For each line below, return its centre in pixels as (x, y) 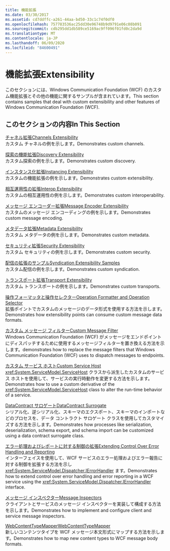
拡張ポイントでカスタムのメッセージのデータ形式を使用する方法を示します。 (85, 309)
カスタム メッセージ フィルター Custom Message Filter (62, 330)
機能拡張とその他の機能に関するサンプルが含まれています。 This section (84, 96)
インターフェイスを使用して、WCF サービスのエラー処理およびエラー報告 (82, 458)
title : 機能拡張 (21, 10)
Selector (14, 303)
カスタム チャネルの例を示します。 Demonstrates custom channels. (75, 144)
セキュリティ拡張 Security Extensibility (45, 246)
